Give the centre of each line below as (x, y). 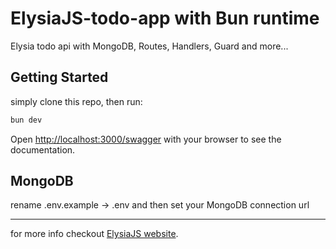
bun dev (26, 120)
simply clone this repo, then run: (76, 101)
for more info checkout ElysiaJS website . (94, 234)
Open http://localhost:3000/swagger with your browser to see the (146, 139)
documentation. (43, 149)
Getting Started (59, 77)
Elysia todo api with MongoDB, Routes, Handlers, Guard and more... (149, 46)
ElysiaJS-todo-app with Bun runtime (165, 18)
